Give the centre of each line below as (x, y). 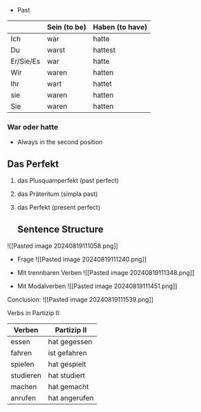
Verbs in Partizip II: (34, 313)
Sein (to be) (67, 27)
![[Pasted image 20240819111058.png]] (63, 246)
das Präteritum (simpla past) (57, 194)
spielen (22, 364)
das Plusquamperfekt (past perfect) (68, 181)
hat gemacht (68, 386)
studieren (26, 375)
